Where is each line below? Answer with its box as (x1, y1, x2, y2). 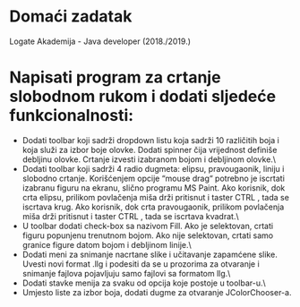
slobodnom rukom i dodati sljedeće (9, 87, 276, 107)
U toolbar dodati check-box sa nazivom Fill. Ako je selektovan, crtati (21, 220, 274, 231)
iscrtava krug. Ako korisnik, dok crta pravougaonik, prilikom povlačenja (21, 201, 285, 212)
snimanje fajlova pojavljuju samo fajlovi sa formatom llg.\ (21, 268, 231, 278)
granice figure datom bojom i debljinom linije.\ (21, 239, 193, 250)
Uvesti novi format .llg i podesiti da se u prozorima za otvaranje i (21, 258, 260, 269)
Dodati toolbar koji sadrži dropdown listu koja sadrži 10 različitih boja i (21, 134, 279, 145)
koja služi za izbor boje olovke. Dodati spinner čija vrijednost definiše (21, 144, 278, 155)
